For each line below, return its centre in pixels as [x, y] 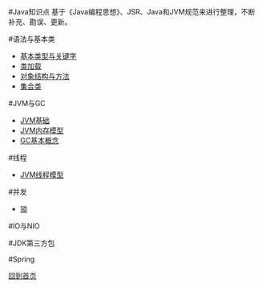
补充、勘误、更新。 [40, 22]
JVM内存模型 [42, 130]
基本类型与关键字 [48, 56]
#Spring [22, 259]
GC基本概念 [39, 140]
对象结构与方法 [45, 76]
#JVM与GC [27, 103]
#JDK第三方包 [32, 243]
